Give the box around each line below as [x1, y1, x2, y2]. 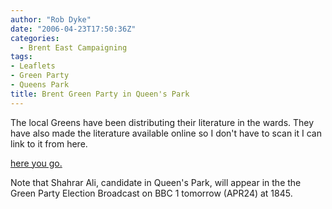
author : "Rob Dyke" [10, 14, 92, 25]
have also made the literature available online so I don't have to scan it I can [10, 127, 322, 139]
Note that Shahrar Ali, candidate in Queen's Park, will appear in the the [10, 176, 302, 188]
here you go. [10, 157, 63, 169]
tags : [10, 52, 33, 62]
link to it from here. [10, 137, 88, 150]
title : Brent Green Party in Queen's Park [10, 89, 190, 99]
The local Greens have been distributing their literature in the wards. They [10, 116, 315, 128]
